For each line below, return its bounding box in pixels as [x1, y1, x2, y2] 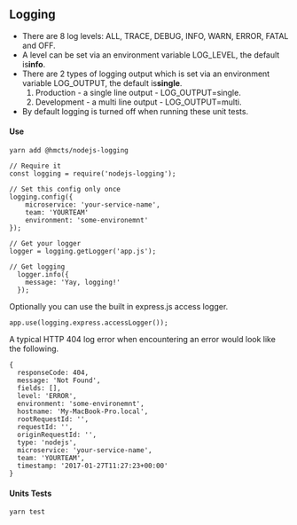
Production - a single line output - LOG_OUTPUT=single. [35, 87, 241, 98]
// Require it [9, 161, 62, 171]
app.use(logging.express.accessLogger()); [9, 318, 168, 327]
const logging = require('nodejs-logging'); [9, 169, 176, 178]
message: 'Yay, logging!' [25, 278, 121, 287]
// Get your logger [9, 239, 82, 248]
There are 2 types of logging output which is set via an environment [21, 68, 270, 79]
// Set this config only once [9, 185, 121, 194]
